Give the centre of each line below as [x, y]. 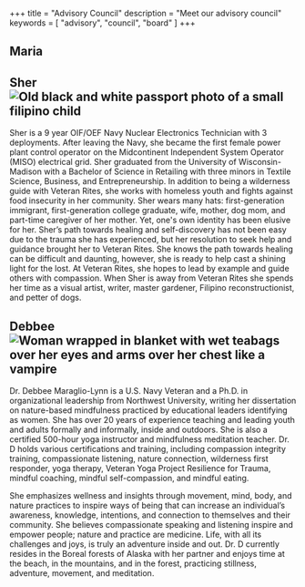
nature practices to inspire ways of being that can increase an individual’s [147, 506]
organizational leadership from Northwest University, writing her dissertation [153, 401]
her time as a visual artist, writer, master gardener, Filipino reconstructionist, [152, 288]
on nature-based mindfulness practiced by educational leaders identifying [149, 410]
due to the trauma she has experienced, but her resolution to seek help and [151, 240]
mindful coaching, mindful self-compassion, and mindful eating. [129, 479]
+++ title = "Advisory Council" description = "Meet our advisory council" [146, 13]
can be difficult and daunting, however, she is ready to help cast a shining [148, 259]
